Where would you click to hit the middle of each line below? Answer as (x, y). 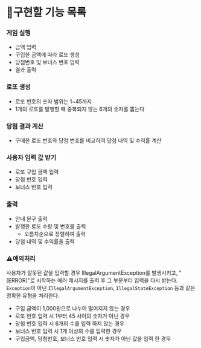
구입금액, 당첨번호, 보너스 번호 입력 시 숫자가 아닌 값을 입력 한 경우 (93, 338)
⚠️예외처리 (21, 258)
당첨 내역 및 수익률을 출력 (45, 241)
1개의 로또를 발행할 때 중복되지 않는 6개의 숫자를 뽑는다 (80, 109)
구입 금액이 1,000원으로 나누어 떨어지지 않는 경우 (73, 308)
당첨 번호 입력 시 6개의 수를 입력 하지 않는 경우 (70, 323)
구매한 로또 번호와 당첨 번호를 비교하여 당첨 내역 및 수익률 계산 (88, 140)
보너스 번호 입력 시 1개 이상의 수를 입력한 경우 (68, 331)
